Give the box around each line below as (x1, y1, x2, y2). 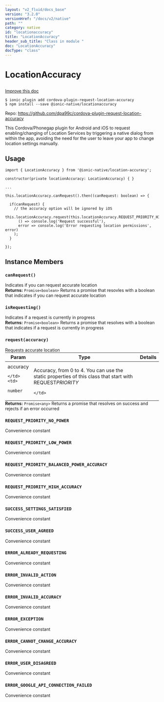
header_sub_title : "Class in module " (5, 39, 84, 44)
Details (140, 353, 157, 360)
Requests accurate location (5, 347, 60, 353)
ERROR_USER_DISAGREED (5, 660, 57, 666)
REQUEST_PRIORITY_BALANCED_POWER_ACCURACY (5, 462, 107, 468)
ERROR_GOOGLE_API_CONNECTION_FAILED (5, 682, 92, 688)
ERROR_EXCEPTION (5, 616, 44, 622)
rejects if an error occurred (5, 406, 60, 412)
